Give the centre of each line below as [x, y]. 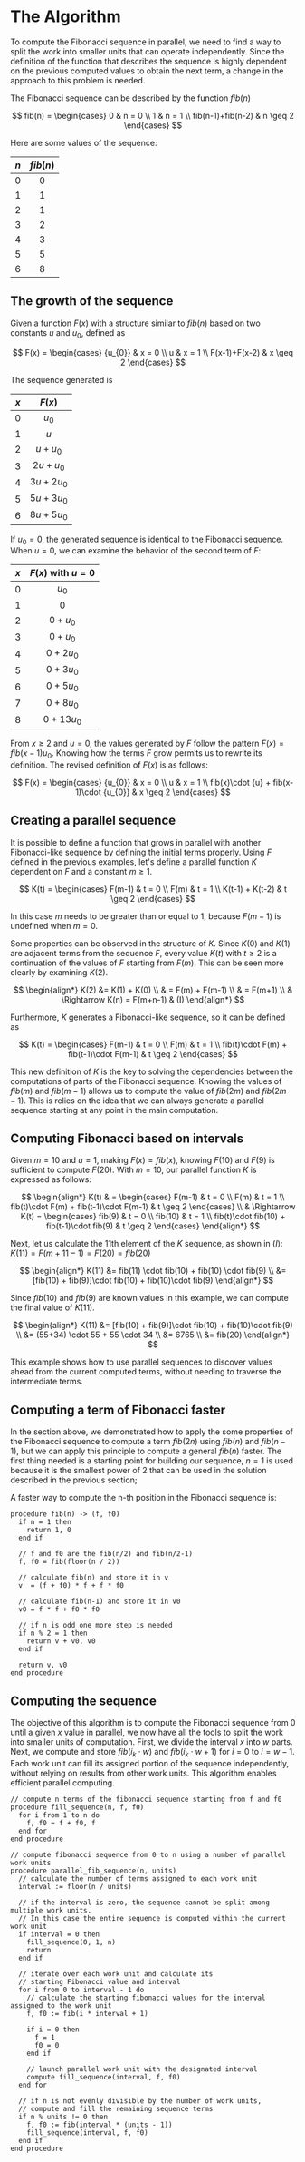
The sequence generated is [62, 379]
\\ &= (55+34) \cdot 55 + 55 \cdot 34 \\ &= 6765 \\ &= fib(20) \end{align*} [153, 1335]
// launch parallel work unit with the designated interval [142, 2069]
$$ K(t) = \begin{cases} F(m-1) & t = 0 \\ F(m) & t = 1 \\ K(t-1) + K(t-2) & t [153, 889]
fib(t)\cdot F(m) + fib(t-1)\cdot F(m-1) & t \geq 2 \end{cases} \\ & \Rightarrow [153, 1207]
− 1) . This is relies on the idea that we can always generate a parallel [138, 1101]
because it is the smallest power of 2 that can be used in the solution [138, 1471]
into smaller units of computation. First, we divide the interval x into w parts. [152, 1742]
